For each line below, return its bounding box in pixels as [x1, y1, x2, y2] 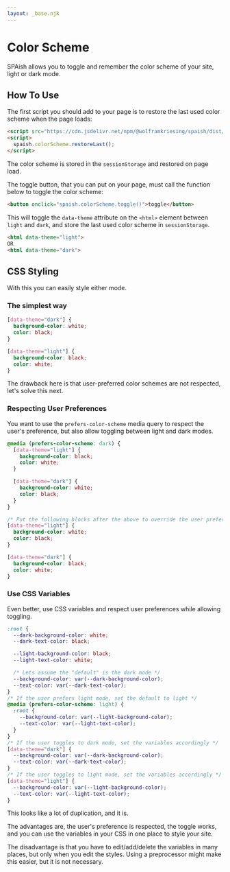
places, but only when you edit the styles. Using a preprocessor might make [7, 850, 222, 858]
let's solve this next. [7, 387, 64, 395]
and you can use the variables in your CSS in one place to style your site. [7, 829, 214, 838]
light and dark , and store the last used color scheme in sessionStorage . [7, 220, 210, 228]
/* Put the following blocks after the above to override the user [7, 516, 204, 523]
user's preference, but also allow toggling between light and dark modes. [7, 427, 214, 435]
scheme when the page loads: [7, 115, 92, 123]
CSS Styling [7, 266, 60, 277]
